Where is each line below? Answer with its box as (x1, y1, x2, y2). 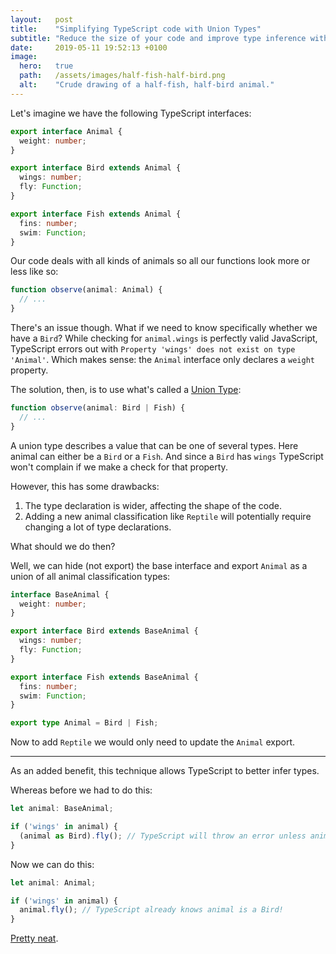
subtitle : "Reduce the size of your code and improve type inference (10, 33, 307, 43)
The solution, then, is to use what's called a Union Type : (10, 384, 242, 395)
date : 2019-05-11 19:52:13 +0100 (10, 42, 168, 53)
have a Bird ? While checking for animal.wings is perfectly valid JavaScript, (10, 332, 318, 344)
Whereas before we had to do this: (10, 784, 153, 796)
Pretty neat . (10, 932, 59, 945)
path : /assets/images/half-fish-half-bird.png (19, 71, 226, 81)
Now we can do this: (10, 858, 95, 870)
